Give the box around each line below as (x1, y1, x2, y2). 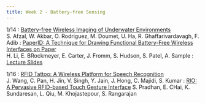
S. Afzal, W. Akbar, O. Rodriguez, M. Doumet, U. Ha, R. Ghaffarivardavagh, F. (6, 32, 199, 40)
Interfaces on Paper (6, 45, 56, 53)
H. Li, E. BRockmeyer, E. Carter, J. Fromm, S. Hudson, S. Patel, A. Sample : (6, 51, 194, 59)
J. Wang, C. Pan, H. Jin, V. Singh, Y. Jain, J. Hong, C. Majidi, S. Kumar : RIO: (6, 77, 198, 84)
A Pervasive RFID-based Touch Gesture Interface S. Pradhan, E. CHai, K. (6, 83, 190, 91)
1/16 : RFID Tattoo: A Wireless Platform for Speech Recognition (6, 70, 164, 77)
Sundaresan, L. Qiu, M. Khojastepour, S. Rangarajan (6, 90, 137, 97)
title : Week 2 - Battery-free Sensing (6, 9, 106, 15)
